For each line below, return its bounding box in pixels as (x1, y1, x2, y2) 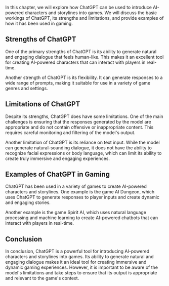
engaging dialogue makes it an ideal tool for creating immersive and (5, 259, 147, 265)
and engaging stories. (5, 199, 51, 206)
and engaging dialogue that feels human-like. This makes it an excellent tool (5, 54, 164, 60)
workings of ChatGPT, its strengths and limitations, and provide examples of (5, 15, 164, 21)
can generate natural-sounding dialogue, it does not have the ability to (5, 144, 152, 151)
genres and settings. (5, 85, 48, 91)
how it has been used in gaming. (5, 20, 73, 26)
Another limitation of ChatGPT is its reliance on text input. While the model (5, 139, 160, 145)
